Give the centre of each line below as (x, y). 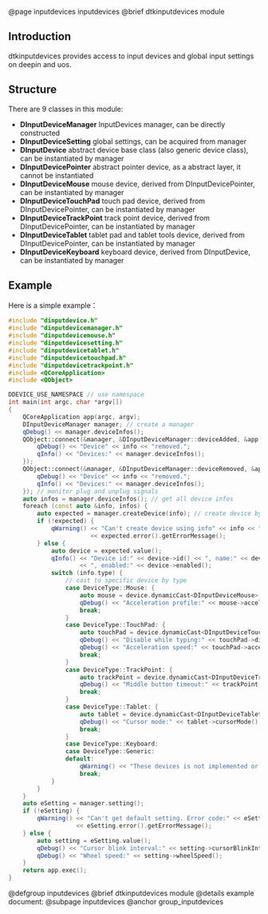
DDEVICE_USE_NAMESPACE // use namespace (77, 395)
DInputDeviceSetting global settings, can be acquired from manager (133, 141)
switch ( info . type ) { (87, 573)
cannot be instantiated (57, 175)
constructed (40, 133)
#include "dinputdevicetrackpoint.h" (71, 365)
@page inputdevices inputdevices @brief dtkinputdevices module (116, 12)
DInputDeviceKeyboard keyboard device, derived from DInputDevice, (135, 252)
